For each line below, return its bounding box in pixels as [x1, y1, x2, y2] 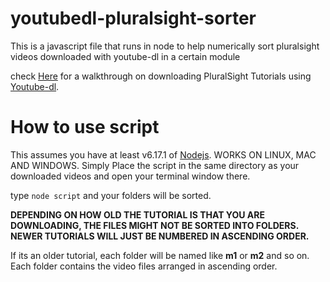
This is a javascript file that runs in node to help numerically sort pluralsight [10, 40, 320, 52]
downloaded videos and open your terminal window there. [10, 170, 251, 182]
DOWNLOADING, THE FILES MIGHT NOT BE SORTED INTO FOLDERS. [10, 219, 299, 231]
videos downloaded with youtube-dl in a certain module [10, 50, 241, 62]
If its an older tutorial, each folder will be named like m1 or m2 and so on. [10, 249, 310, 261]
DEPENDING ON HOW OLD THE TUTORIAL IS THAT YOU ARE [10, 208, 265, 221]
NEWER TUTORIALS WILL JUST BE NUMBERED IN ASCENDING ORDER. [10, 230, 310, 242]
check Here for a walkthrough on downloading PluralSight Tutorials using [10, 70, 312, 82]
